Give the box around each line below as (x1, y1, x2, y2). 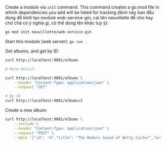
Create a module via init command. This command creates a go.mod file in (5, 4, 160, 10)
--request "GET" (14, 85, 48, 90)
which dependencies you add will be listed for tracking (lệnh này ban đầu (5, 9, 154, 15)
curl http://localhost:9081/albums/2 (5, 98, 83, 103)
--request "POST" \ (14, 131, 54, 136)
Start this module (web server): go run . (5, 38, 87, 44)
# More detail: (5, 66, 37, 71)
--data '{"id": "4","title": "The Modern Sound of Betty (14, 135, 134, 140)
